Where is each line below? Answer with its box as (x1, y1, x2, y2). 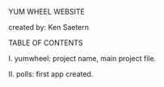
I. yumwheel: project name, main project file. (8, 54, 157, 63)
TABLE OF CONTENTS (8, 38, 83, 48)
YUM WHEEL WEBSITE (8, 7, 85, 16)
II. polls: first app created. (8, 69, 94, 79)
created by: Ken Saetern (8, 23, 90, 31)
